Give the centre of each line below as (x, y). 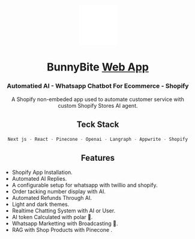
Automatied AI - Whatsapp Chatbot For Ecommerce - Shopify (98, 86)
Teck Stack (98, 125)
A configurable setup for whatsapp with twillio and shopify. (85, 185)
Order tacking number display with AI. (59, 191)
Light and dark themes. (40, 204)
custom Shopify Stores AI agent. (98, 105)
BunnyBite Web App (98, 67)
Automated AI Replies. (39, 179)
